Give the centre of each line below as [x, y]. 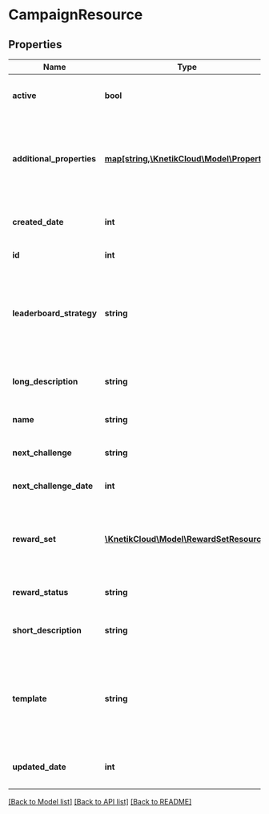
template [30, 698]
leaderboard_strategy [55, 313]
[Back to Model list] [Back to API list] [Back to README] [100, 802]
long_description [45, 381]
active [24, 96]
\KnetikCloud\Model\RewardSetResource [185, 539]
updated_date [39, 767]
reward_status [40, 592]
